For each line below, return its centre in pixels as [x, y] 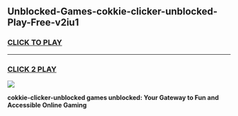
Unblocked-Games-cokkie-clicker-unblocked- [113, 12]
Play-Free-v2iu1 [43, 23]
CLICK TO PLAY [35, 43]
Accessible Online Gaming [47, 105]
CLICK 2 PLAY [32, 69]
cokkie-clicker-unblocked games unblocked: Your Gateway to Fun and [113, 97]
